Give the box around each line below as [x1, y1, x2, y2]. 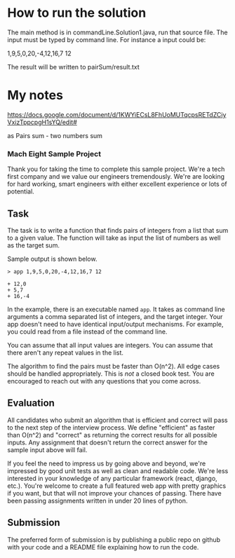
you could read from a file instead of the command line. [7, 327, 168, 336]
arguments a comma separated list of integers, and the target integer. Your [7, 312, 223, 320]
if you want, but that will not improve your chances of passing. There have [7, 489, 222, 497]
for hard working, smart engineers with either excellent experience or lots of [7, 180, 227, 189]
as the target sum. [7, 240, 60, 250]
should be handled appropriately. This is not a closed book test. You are [7, 369, 215, 378]
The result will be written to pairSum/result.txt [7, 62, 140, 71]
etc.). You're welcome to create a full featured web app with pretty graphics [7, 482, 227, 490]
